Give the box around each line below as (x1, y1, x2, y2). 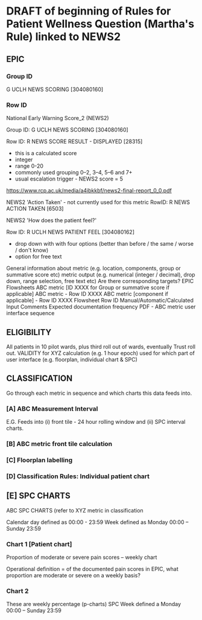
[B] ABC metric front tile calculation (6, 439, 113, 448)
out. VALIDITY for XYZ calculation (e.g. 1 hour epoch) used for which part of (6, 349, 195, 357)
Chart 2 (6, 587, 29, 595)
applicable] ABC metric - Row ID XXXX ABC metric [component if (6, 290, 169, 298)
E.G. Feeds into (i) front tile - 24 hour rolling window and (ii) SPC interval (6, 418, 186, 426)
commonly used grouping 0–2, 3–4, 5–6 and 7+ (14, 169, 133, 176)
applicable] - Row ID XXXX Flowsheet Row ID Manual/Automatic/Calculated (6, 297, 194, 304)
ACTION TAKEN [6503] (6, 205, 64, 213)
